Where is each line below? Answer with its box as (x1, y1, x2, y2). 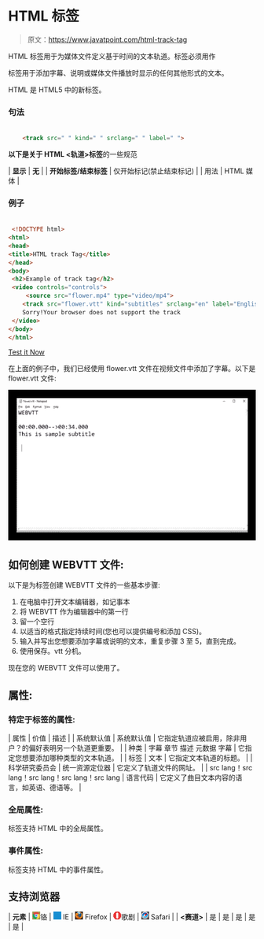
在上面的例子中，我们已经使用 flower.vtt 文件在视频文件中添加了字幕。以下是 (8, 364, 256, 373)
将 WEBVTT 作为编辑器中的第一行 (19, 607, 129, 617)
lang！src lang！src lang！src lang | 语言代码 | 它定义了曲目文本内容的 (8, 773, 236, 782)
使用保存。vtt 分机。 (19, 647, 86, 656)
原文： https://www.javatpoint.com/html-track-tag (27, 35, 188, 44)
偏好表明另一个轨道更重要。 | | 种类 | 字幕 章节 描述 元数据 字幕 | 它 (28, 743, 245, 752)
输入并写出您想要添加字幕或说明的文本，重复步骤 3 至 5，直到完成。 (19, 637, 241, 646)
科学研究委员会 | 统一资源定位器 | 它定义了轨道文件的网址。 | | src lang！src (8, 763, 253, 772)
